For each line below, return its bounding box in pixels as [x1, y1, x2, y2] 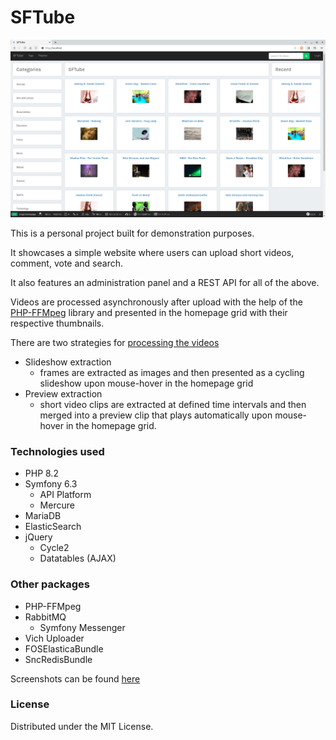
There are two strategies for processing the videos [10, 336, 220, 348]
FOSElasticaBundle [24, 642, 104, 655]
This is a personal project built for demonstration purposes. [10, 227, 255, 239]
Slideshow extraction [24, 356, 112, 368]
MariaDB [24, 510, 62, 522]
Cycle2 [39, 542, 70, 554]
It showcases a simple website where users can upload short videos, [10, 246, 295, 258]
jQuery [24, 531, 53, 543]
